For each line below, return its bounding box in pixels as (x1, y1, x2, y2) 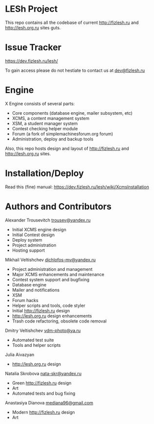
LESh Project (5, 3, 58, 15)
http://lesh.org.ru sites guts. (5, 24, 61, 30)
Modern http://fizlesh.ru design (12, 409, 75, 415)
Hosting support (12, 247, 45, 253)
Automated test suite (12, 337, 54, 343)
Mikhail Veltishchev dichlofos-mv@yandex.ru (5, 257, 96, 262)
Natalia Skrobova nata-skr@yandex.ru (5, 370, 82, 376)
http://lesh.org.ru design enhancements (12, 313, 92, 319)
